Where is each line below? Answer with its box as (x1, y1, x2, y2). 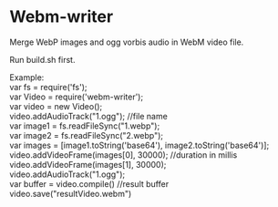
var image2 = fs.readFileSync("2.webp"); (9, 129, 164, 140)
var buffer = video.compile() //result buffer (9, 178, 170, 189)
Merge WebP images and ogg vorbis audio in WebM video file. (9, 36, 244, 47)
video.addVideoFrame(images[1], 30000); (9, 159, 167, 170)
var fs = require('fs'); (9, 81, 88, 92)
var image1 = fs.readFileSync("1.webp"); (9, 120, 160, 131)
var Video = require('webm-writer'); (9, 91, 144, 102)
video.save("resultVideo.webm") (9, 188, 132, 199)
